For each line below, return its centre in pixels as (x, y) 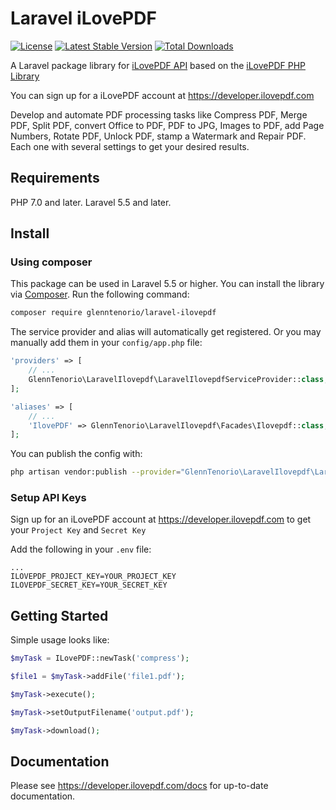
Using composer (51, 262)
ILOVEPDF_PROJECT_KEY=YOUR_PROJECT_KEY (93, 577)
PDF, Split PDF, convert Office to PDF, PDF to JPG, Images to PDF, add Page (167, 125)
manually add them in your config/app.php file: (106, 343)
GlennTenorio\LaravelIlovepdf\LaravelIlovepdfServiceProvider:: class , (178, 380)
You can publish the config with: (76, 454)
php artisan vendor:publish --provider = (96, 472)
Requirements (55, 178)
